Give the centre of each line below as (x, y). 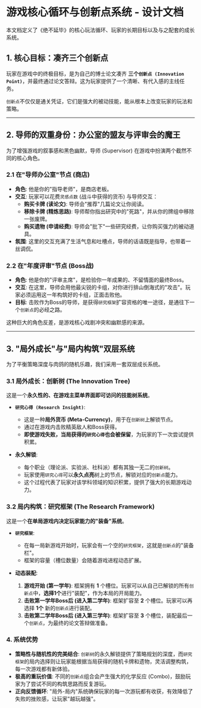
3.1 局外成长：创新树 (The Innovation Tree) (68, 381)
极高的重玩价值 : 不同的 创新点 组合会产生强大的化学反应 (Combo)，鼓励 (100, 676)
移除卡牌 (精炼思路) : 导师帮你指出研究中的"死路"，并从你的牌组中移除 (109, 211)
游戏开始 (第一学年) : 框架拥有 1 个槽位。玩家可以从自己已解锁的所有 (106, 586)
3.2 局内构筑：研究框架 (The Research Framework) (80, 507)
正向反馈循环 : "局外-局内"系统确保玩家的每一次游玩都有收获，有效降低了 (104, 691)
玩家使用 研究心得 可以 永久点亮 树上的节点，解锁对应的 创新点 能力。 (102, 475)
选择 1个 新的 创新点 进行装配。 (60, 608)
